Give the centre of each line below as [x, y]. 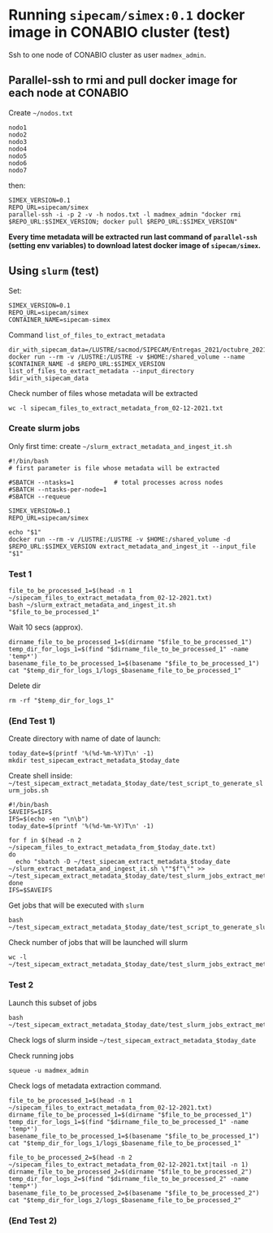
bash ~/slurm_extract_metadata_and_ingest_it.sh [92, 605]
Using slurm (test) [54, 271]
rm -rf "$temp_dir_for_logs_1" [61, 701]
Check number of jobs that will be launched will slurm [98, 943]
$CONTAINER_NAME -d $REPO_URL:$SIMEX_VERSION [87, 364]
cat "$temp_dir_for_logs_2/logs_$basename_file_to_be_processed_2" [125, 1200]
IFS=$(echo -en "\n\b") [49, 819]
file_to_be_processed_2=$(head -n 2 [70, 1157]
